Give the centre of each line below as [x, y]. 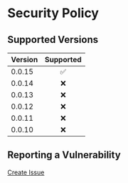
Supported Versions [53, 40]
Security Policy [53, 13]
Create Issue [26, 172]
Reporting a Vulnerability [64, 155]
